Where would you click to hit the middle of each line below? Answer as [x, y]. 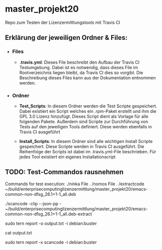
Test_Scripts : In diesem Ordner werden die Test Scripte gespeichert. [88, 106]
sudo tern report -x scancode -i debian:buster [51, 242]
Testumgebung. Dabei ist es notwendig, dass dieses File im [79, 67]
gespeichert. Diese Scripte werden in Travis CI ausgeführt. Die [82, 146]
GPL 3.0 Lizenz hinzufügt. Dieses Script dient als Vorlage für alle [84, 116]
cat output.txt [19, 232]
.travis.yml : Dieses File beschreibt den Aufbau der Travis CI [79, 62]
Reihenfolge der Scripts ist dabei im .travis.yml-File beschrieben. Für [88, 151]
